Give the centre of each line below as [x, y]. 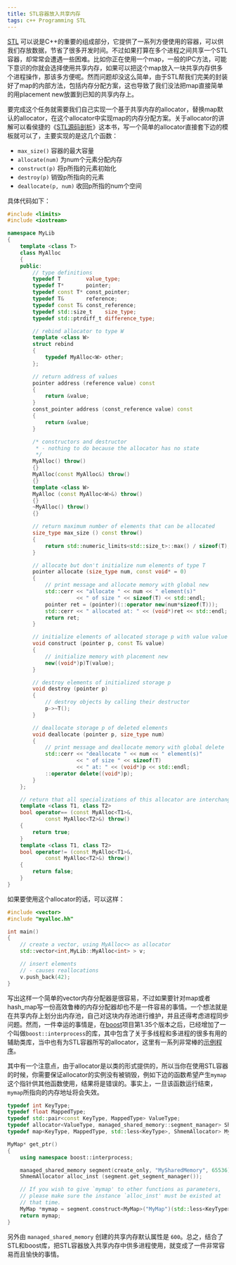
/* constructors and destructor [80, 442]
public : [31, 266]
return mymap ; [40, 1216]
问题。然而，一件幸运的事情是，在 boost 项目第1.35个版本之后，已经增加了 [113, 1024]
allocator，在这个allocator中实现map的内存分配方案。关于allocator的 [119, 118]
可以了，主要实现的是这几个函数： [68, 135]
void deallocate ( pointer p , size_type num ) [99, 734]
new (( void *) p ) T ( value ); [79, 663]
